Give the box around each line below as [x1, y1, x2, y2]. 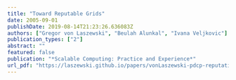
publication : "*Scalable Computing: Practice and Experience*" [7, 56, 197, 63]
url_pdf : [7, 62, 33, 69]
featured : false [7, 49, 55, 56]
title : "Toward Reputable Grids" [7, 10, 105, 17]
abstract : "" [7, 42, 46, 49]
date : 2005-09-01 [7, 17, 58, 24]
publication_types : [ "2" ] [7, 36, 83, 43]
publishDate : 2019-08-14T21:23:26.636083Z [7, 23, 133, 30]
